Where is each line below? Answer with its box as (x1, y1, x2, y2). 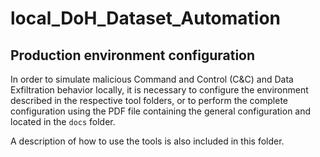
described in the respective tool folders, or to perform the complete (10, 95, 288, 106)
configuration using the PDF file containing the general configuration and (10, 105, 312, 117)
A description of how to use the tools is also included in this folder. (10, 135, 285, 147)
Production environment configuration (10, 47, 256, 64)
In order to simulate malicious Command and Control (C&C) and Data (10, 73, 294, 85)
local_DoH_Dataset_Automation (10, 7, 282, 30)
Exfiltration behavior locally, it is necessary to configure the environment (10, 84, 309, 96)
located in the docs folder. (10, 116, 116, 127)
